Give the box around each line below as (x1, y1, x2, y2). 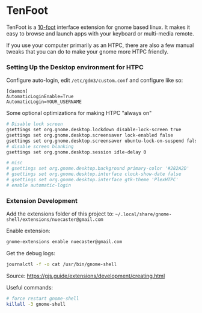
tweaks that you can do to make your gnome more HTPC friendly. (6, 48, 169, 55)
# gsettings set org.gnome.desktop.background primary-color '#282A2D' (6, 166, 189, 172)
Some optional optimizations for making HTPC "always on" (6, 110, 152, 117)
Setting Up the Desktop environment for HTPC (6, 63, 144, 71)
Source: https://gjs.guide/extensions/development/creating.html (6, 272, 165, 279)
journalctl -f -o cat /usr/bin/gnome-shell (6, 261, 117, 268)
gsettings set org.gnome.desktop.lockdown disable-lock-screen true (6, 127, 182, 133)
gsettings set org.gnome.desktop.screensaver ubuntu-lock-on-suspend (6, 138, 185, 144)
